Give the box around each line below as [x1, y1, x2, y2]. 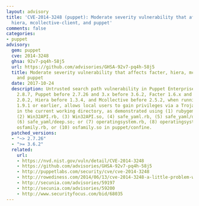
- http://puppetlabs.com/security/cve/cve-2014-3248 [17, 169, 150, 175]
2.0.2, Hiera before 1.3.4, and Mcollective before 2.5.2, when [17, 97, 179, 103]
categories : [6, 31, 36, 37]
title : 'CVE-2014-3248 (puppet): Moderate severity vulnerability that [6, 14, 187, 20]
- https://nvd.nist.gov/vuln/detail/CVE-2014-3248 [17, 158, 145, 164]
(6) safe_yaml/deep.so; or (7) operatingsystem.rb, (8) [17, 119, 158, 125]
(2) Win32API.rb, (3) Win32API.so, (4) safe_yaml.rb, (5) [17, 113, 163, 119]
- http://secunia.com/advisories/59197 [17, 180, 115, 186]
